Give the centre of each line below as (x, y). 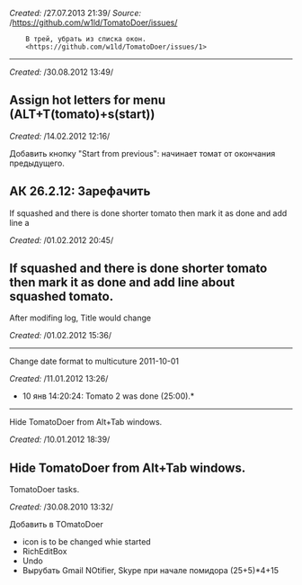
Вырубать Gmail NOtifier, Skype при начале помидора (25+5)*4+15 (151, 571)
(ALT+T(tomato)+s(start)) (82, 115)
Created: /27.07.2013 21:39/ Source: (75, 13)
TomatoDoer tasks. (44, 490)
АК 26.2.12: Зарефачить (80, 191)
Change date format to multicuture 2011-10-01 (94, 361)
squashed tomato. (62, 297)
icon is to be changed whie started (86, 542)
